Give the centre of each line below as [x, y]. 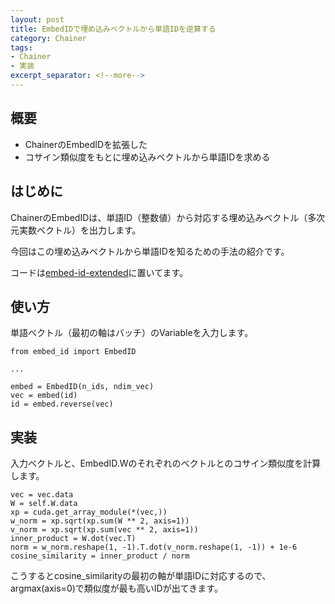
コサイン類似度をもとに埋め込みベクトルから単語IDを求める [147, 157]
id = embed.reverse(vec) [62, 404]
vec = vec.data [42, 495]
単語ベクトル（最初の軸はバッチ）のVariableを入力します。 [132, 333]
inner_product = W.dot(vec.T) [73, 539]
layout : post [37, 19]
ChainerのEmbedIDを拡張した [86, 144]
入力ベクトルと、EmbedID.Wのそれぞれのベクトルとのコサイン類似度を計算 [166, 463]
